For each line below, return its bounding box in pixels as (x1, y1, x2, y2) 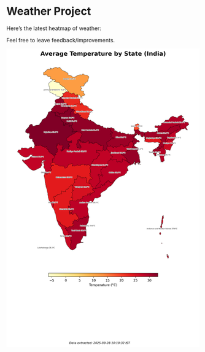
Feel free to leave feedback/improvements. (6, 36, 115, 44)
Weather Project (6, 4, 91, 18)
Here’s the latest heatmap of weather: (6, 25, 101, 32)
